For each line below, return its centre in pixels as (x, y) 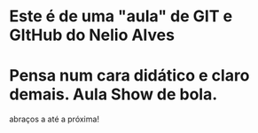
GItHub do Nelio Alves (92, 35)
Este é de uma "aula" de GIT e (121, 16)
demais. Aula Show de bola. (113, 94)
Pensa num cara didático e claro (129, 76)
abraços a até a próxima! (55, 119)
